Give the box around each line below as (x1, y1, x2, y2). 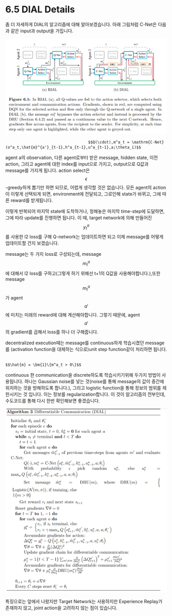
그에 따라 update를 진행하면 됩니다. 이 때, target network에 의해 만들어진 (5, 215, 152, 221)
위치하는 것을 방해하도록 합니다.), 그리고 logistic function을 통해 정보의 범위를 (5, 385, 161, 391)
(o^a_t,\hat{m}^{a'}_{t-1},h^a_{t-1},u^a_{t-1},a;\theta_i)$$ (5, 145, 141, 150)
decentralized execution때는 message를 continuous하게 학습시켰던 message (5, 340, 165, 346)
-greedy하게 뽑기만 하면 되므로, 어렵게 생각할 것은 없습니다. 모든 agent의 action (5, 184, 166, 190)
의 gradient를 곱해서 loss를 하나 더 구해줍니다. (5, 329, 99, 335)
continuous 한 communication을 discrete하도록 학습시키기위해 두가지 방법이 (5, 372, 161, 378)
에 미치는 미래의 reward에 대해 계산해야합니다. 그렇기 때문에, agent (5, 312, 140, 318)
